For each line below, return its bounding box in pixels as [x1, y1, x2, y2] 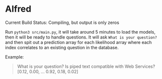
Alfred [5, 3, 32, 15]
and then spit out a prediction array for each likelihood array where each [5, 39, 152, 45]
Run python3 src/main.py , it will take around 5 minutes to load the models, [5, 29, 156, 35]
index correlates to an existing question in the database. [5, 44, 119, 50]
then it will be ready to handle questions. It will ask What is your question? [5, 34, 158, 40]
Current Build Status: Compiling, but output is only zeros [5, 20, 120, 25]
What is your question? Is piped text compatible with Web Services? [17, 63, 155, 69]
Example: [5, 54, 24, 59]
